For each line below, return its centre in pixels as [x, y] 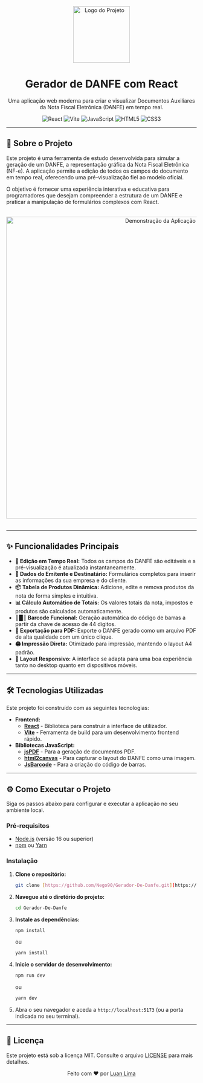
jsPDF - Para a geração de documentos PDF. [80, 752]
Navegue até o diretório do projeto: [60, 896]
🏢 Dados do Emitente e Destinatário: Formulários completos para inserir [105, 573]
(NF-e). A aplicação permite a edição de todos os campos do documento [97, 171]
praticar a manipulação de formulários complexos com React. [83, 202]
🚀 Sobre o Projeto [40, 143]
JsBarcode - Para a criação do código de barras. [85, 765]
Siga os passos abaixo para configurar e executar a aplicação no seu [92, 804]
